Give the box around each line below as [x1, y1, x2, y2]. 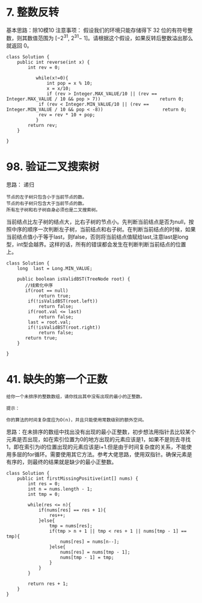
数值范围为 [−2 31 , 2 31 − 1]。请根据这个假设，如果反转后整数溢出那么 [26, 33, 194, 41]
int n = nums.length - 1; [28, 486, 93, 492]
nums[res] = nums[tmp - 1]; [60, 549, 130, 556]
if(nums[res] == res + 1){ [38, 507, 106, 513]
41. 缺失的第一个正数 [6, 372, 108, 386]
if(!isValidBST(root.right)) [28, 324, 101, 331]
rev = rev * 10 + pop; [38, 112, 96, 118]
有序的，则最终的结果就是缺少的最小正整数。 [6, 458, 117, 466]
